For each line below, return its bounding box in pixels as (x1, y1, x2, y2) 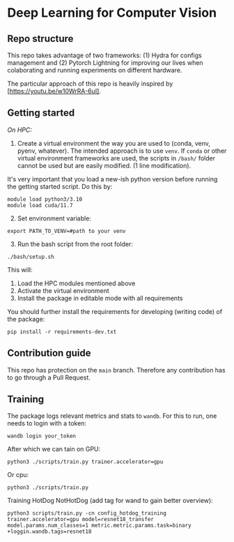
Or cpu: (7, 471, 29, 479)
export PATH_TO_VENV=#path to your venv (7, 227, 127, 234)
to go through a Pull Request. (7, 373, 91, 382)
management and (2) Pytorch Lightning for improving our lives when (7, 59, 203, 67)
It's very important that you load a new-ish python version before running (7, 174, 218, 183)
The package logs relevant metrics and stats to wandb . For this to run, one (7, 412, 217, 420)
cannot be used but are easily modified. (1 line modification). (17, 161, 192, 170)
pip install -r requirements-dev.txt (7, 328, 117, 336)
